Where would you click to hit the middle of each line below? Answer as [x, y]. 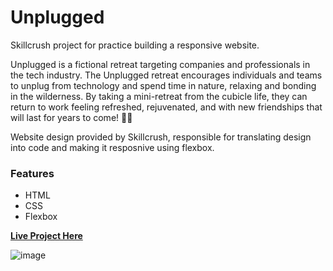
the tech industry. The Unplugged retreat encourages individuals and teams [166, 75]
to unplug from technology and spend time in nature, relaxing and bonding [163, 85]
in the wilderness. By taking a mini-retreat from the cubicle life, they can [159, 96]
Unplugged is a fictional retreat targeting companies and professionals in [160, 64]
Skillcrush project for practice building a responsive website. [135, 45]
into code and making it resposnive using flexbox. [112, 147]
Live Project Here [46, 236]
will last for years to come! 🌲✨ [71, 117]
